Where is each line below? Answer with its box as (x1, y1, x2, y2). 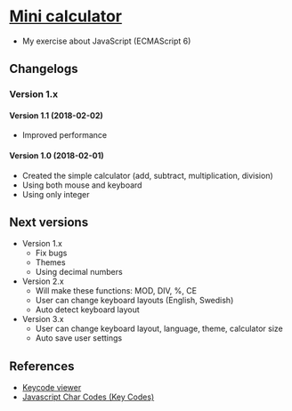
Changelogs (9, 61, 78, 77)
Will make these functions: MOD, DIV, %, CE (35, 286, 198, 296)
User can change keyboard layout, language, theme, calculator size (35, 323, 283, 334)
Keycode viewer (21, 383, 82, 393)
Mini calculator (9, 6, 123, 27)
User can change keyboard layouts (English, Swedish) (35, 295, 234, 306)
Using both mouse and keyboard (21, 180, 142, 190)
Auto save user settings (35, 333, 123, 343)
